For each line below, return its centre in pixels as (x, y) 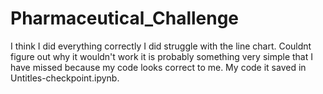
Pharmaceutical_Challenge (125, 18)
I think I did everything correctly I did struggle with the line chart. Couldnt (161, 46)
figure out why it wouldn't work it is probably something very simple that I (161, 56)
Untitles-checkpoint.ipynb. (65, 78)
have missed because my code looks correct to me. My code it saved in (158, 67)
